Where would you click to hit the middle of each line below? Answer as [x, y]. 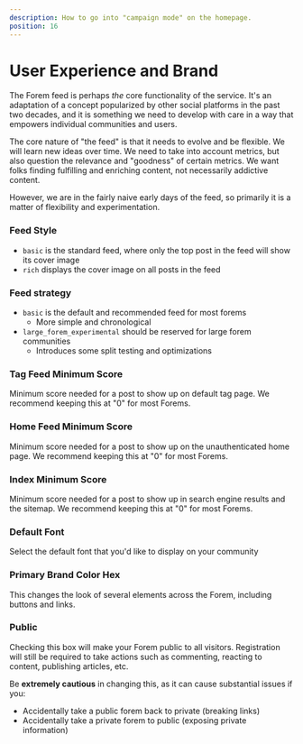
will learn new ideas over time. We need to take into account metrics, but [144, 152]
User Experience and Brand [114, 71]
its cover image [51, 260]
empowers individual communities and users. [93, 124]
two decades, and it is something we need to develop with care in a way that [151, 115]
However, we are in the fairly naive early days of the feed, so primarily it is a [150, 197]
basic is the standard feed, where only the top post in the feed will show [156, 250]
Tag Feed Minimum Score [66, 373]
